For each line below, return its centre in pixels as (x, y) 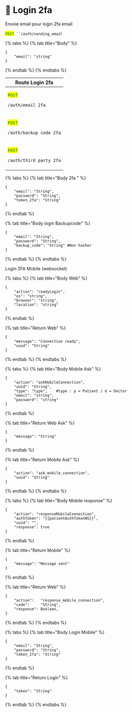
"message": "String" (35, 436)
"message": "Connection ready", (47, 341)
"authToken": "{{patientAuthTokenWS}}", (56, 518)
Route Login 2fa (34, 82)
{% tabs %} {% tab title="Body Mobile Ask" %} (53, 369)
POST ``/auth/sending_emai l (33, 33)
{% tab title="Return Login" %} (37, 677)
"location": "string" (36, 305)
